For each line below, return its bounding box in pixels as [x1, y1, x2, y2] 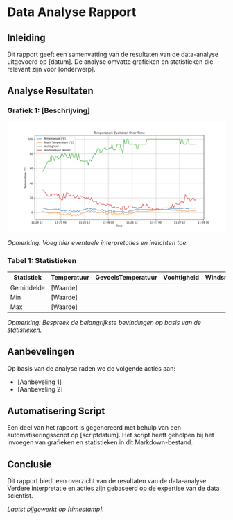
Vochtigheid [162, 274, 200, 282]
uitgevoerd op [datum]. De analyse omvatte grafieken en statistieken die [7, 58, 214, 66]
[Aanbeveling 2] [17, 385, 64, 393]
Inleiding [7, 32, 46, 44]
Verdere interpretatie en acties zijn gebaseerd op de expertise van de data [7, 484, 220, 493]
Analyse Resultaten [7, 85, 94, 97]
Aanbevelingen [7, 346, 75, 358]
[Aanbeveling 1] [17, 378, 62, 386]
